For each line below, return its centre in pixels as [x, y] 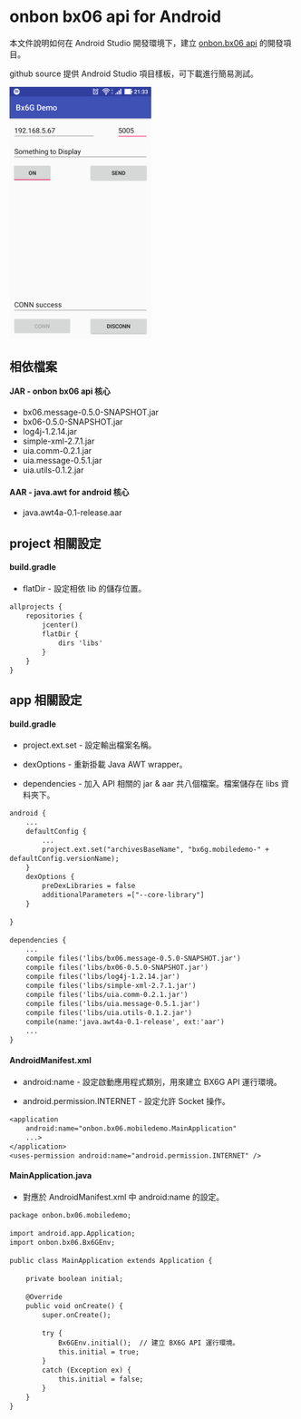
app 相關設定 [46, 700]
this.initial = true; [99, 1352]
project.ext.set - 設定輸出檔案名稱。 [89, 745]
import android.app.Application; [73, 1233]
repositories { [54, 616]
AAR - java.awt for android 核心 [69, 492]
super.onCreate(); [77, 1315]
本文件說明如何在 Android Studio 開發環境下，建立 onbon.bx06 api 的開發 [146, 43]
